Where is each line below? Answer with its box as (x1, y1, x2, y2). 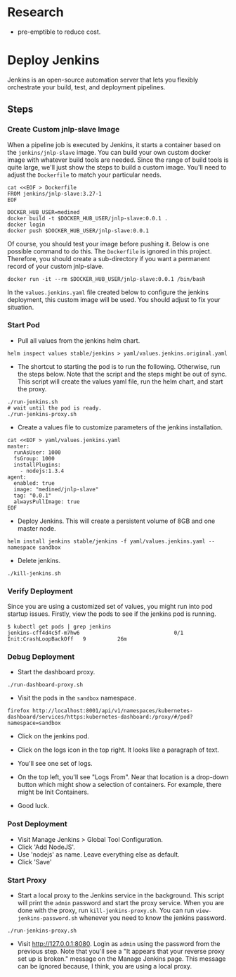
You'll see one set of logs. (17, 759, 93, 768)
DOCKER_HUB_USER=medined (7, 208, 80, 215)
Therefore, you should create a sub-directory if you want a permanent (7, 254, 211, 263)
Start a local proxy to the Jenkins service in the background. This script (17, 891, 225, 900)
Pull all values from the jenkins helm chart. (17, 336, 140, 345)
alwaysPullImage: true (13, 498, 80, 505)
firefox (7, 707, 30, 714)
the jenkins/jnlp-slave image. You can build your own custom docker (7, 148, 211, 156)
